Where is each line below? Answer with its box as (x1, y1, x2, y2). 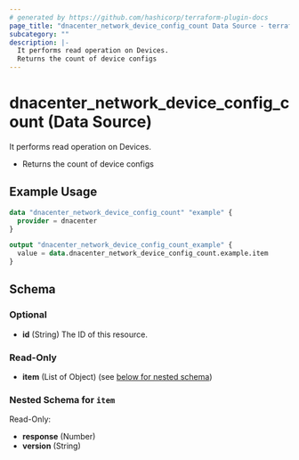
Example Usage (9, 185, 98, 200)
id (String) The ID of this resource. (21, 329, 149, 340)
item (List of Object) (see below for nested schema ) (21, 371, 213, 382)
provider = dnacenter (17, 216, 98, 226)
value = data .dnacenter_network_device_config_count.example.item (17, 249, 269, 259)
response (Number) (21, 431, 96, 442)
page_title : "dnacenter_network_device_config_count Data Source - (9, 21, 265, 30)
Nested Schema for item (9, 393, 116, 406)
